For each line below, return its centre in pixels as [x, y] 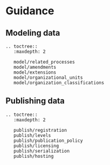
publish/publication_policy [48, 141]
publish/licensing [36, 146]
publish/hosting [34, 156]
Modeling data [33, 33]
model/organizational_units [48, 78]
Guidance [30, 11]
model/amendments [35, 67]
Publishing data [35, 101]
